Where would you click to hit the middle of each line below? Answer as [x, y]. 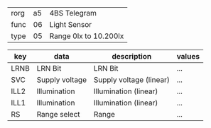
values [188, 56]
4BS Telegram [73, 13]
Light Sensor [71, 24]
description [132, 56]
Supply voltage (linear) [132, 80]
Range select [58, 114]
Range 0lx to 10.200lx [87, 36]
